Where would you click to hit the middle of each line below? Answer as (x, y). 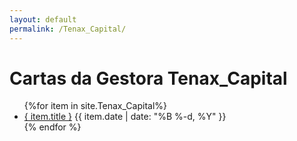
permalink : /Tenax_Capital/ (68, 29)
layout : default (43, 19)
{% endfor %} (52, 127)
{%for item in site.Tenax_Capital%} (95, 106)
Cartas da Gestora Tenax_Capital (148, 78)
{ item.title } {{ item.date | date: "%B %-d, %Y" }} (125, 117)
